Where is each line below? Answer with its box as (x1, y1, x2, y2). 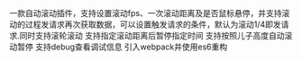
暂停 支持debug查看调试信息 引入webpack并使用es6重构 (16, 41, 228, 52)
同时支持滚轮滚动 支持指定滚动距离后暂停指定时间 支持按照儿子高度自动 (19, 30, 285, 40)
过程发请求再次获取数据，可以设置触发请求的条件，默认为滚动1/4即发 (24, 19, 281, 30)
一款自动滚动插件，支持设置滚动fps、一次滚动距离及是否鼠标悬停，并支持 (9, 8, 282, 18)
